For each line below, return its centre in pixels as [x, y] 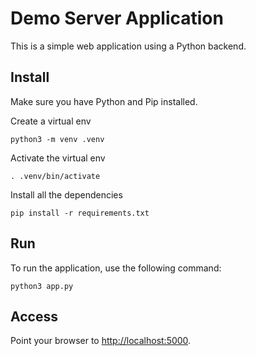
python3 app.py [42, 286]
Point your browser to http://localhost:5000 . [101, 341]
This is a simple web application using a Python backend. [128, 46]
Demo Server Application [117, 18]
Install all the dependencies [66, 194]
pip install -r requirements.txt [80, 213]
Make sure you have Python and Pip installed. [104, 101]
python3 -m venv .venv [57, 139]
